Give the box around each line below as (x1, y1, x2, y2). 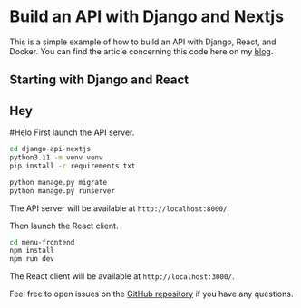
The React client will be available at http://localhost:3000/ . (9, 271, 235, 282)
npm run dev (9, 255, 54, 264)
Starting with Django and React (9, 72, 189, 88)
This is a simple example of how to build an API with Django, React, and (9, 36, 277, 47)
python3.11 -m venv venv (9, 153, 103, 162)
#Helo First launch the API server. (9, 127, 135, 138)
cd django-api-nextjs (9, 145, 92, 154)
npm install (9, 246, 54, 255)
